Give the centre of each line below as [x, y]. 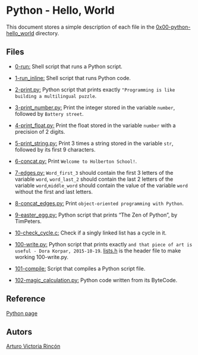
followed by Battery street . [49, 113]
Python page [22, 313]
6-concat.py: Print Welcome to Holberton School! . [76, 161]
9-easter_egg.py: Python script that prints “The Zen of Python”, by [96, 215]
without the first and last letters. [54, 192]
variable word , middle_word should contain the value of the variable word [101, 185]
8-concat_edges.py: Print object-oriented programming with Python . [99, 203]
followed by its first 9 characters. [55, 149]
